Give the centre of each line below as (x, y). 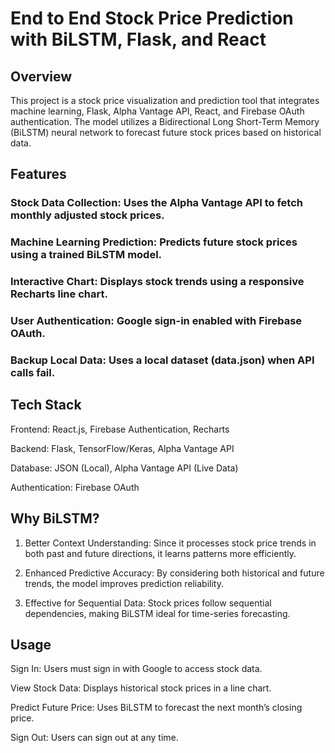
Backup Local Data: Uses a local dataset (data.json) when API (162, 360)
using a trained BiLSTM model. (86, 255)
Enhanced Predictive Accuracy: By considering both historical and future (174, 573)
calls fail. (33, 372)
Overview (41, 76)
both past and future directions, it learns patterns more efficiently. (160, 553)
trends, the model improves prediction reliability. (124, 583)
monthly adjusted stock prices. (87, 215)
